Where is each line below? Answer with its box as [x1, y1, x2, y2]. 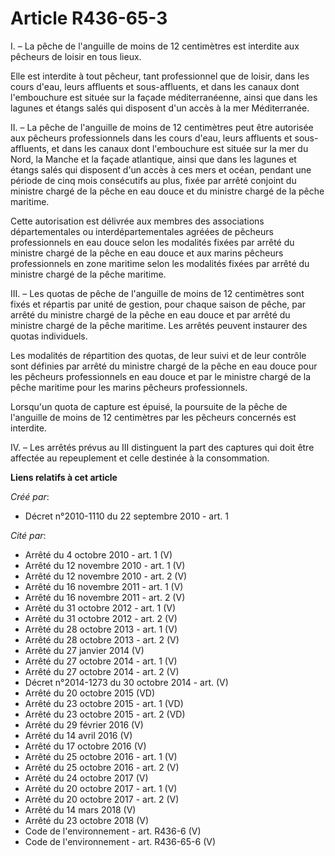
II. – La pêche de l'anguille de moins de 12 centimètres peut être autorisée [10, 121, 314, 133]
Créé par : [10, 490, 50, 502]
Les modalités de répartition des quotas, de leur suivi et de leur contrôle [10, 349, 307, 361]
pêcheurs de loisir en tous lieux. [10, 50, 142, 62]
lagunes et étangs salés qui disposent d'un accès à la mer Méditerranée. [10, 102, 310, 114]
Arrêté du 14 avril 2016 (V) [24, 729, 133, 741]
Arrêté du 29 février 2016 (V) [24, 718, 144, 731]
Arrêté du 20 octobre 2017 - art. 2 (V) [24, 793, 180, 805]
